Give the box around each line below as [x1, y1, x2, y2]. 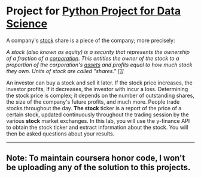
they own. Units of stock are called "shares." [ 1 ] [6, 67, 124, 74]
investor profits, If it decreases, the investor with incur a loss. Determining [6, 85, 188, 92]
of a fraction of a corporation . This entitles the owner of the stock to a [6, 55, 179, 62]
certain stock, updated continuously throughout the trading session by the [6, 111, 190, 118]
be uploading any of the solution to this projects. [6, 162, 191, 173]
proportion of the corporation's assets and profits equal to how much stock [6, 61, 193, 68]
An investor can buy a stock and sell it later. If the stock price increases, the [6, 79, 193, 86]
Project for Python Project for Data [6, 4, 181, 18]
